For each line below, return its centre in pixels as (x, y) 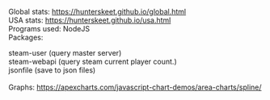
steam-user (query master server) (65, 53)
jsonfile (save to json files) (52, 70)
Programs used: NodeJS (49, 29)
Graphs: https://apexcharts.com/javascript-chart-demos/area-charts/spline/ (135, 87)
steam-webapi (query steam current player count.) (93, 61)
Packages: (26, 37)
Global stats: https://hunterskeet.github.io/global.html (97, 12)
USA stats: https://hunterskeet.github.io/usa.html (90, 20)
